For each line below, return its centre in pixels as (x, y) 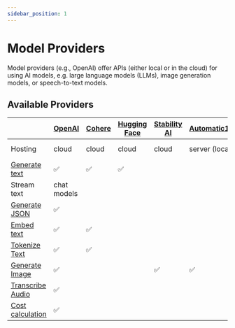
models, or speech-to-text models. (57, 83)
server (200, 149)
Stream (23, 185)
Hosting (24, 149)
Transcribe (29, 285)
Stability (168, 124)
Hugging (133, 124)
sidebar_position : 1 (37, 14)
